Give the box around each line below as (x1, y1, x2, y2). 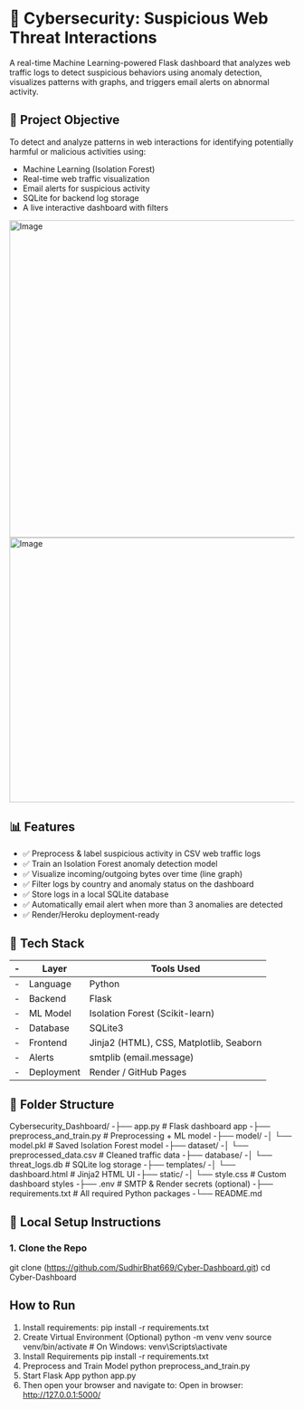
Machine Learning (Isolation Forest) (22, 163, 156, 175)
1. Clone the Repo (9, 1242, 88, 1254)
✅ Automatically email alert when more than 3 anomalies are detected (22, 899, 283, 909)
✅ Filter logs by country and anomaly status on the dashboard (22, 878, 255, 890)
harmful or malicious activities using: (9, 146, 147, 157)
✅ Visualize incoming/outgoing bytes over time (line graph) (22, 868, 243, 879)
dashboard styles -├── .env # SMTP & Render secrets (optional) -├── (9, 1178, 273, 1189)
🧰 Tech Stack (9, 936, 85, 951)
